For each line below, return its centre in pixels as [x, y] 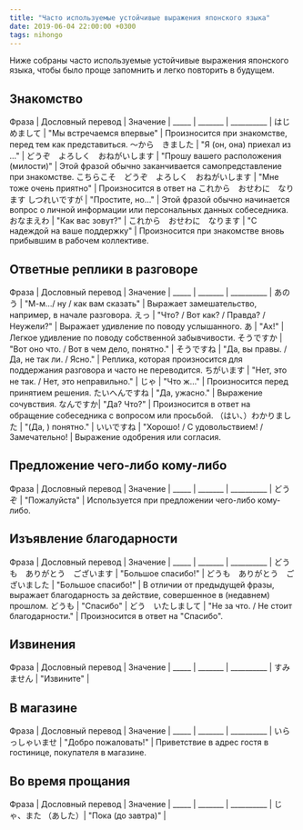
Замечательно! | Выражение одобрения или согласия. [115, 437]
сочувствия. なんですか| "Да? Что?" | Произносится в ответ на [130, 404]
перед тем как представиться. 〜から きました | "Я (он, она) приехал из [150, 145]
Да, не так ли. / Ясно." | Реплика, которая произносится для [126, 359]
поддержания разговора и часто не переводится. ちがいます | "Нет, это [148, 370]
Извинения [42, 645]
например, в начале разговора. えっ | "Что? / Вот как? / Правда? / [137, 315]
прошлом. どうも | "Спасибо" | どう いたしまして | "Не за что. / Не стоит [151, 605]
